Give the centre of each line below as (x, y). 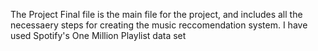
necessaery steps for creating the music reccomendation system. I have (159, 25)
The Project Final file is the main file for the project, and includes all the (156, 14)
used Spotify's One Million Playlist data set (98, 35)
